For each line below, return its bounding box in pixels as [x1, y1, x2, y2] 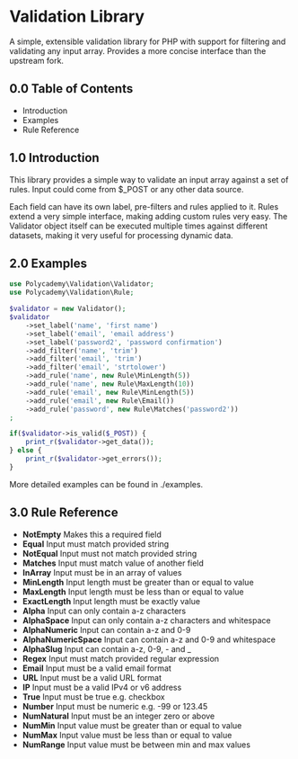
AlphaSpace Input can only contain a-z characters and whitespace [22, 614, 271, 626]
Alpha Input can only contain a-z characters [22, 605, 187, 616]
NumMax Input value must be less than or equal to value [22, 729, 232, 740]
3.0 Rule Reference [9, 505, 118, 521]
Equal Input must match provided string [22, 538, 170, 549]
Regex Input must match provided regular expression [22, 653, 220, 664]
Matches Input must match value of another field [22, 558, 205, 568]
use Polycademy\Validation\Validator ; [9, 280, 154, 289]
